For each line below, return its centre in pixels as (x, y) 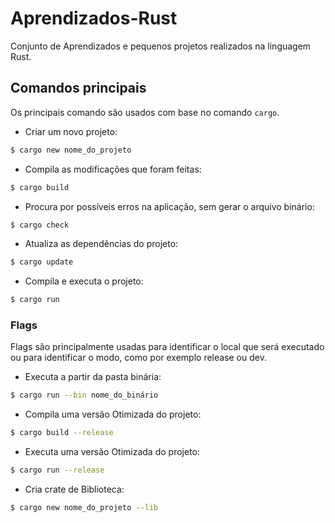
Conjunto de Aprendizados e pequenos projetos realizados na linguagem (161, 46)
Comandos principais (78, 88)
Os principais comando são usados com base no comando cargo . (145, 112)
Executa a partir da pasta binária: (93, 377)
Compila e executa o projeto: (84, 281)
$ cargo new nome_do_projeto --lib (84, 508)
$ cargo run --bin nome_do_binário (84, 395)
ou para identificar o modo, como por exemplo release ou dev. (138, 358)
